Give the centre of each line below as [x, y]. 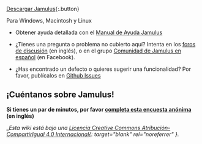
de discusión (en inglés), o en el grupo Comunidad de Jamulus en [98, 51]
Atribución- [156, 128]
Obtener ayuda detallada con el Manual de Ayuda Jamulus [89, 32]
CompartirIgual [25, 134]
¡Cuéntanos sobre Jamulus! [60, 95]
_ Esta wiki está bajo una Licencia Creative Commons [73, 128]
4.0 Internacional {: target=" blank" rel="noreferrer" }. [112, 134]
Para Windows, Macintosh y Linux [49, 20]
